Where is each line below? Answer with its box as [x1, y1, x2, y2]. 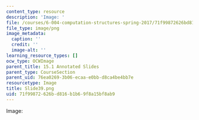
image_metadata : [6, 31, 46, 37]
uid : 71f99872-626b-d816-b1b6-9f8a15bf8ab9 [6, 91, 115, 97]
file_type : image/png [6, 25, 60, 31]
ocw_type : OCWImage [6, 58, 54, 64]
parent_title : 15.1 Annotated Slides [6, 63, 99, 70]
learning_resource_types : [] [6, 53, 78, 59]
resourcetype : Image [6, 80, 57, 86]
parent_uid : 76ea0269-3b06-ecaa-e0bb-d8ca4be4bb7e [6, 74, 134, 80]
